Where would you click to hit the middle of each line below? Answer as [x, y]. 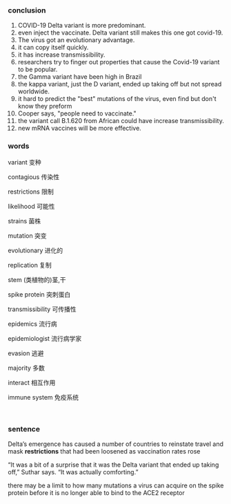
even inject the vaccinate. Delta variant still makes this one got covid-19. [120, 32]
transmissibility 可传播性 [42, 309]
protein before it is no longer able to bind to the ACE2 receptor [97, 492]
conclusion [27, 10]
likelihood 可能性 [31, 206]
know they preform [45, 106]
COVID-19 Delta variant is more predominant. [82, 26]
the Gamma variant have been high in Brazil [80, 77]
